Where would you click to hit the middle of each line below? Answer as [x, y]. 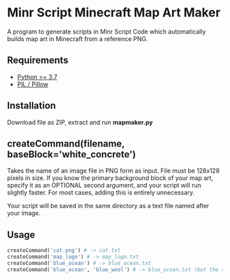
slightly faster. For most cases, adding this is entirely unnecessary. [101, 192]
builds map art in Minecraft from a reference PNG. [78, 38]
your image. [24, 213]
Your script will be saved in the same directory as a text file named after [108, 206]
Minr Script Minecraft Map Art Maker [114, 13]
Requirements [38, 61]
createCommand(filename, [66, 143]
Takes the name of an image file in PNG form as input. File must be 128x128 [114, 171]
